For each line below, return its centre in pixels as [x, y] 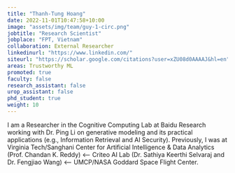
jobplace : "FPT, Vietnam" [45, 40]
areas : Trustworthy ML [40, 66]
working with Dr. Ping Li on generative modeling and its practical [100, 132]
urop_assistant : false [40, 92]
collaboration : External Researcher [60, 46]
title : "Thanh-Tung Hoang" [47, 14]
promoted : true [29, 72]
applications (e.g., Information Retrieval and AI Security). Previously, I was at [117, 139]
